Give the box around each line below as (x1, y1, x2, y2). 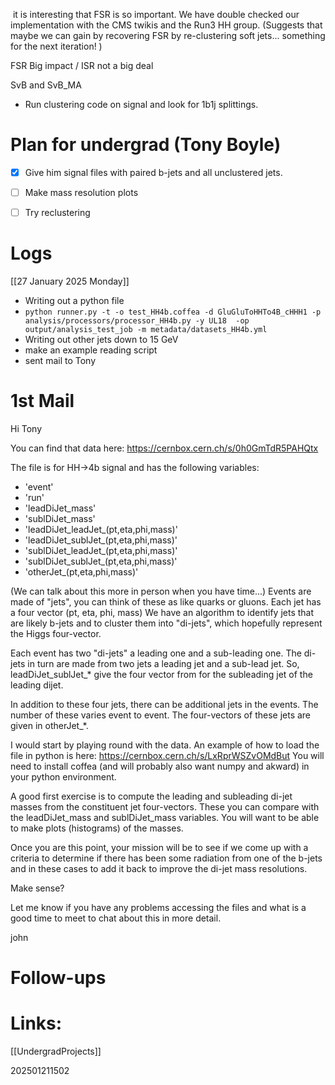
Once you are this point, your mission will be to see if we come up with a (10, 842, 309, 853)
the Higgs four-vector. (10, 628, 102, 639)
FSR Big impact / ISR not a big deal (10, 60, 154, 71)
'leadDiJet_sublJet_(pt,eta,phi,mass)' (24, 534, 178, 546)
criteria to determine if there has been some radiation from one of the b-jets (10, 852, 323, 864)
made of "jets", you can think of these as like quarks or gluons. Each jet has (10, 596, 322, 608)
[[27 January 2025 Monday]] (10, 275, 130, 288)
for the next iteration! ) (10, 40, 103, 52)
